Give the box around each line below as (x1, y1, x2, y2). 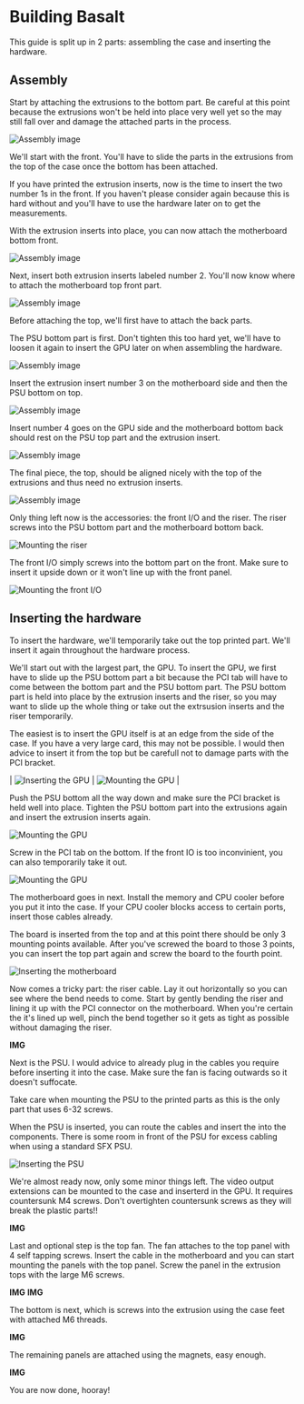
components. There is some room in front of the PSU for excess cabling (9, 1130, 279, 1142)
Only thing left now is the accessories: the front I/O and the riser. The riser (9, 512, 288, 523)
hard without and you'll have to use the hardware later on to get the (9, 197, 261, 208)
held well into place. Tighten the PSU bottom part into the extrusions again (9, 802, 288, 813)
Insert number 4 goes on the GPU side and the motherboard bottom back (9, 422, 284, 433)
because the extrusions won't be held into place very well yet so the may (9, 106, 282, 117)
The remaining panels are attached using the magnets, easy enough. (9, 1349, 267, 1360)
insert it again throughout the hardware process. (9, 644, 191, 656)
